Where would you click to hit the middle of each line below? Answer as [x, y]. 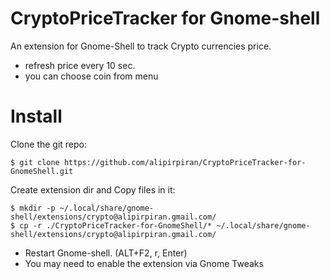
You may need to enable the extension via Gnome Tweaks [144, 263]
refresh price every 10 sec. [80, 65]
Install [36, 116]
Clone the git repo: [49, 144]
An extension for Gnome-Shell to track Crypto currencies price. [141, 46]
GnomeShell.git [42, 171]
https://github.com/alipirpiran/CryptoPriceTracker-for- [185, 162]
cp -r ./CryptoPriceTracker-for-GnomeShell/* [116, 225]
